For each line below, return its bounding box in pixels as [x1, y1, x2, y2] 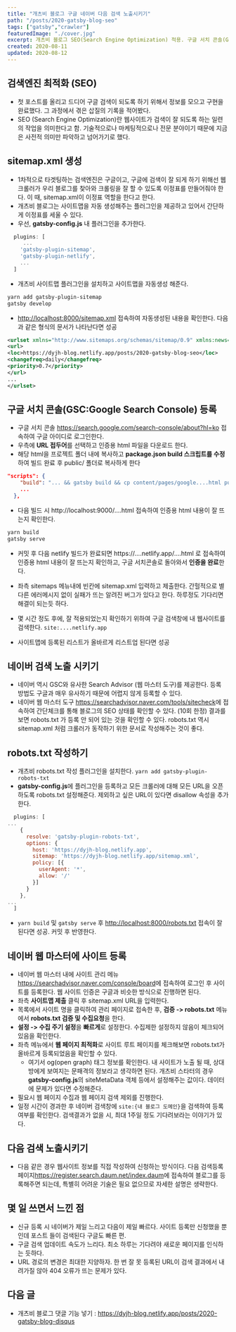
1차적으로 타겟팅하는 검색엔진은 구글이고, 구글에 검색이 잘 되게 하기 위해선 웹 [17, 175, 226, 184]
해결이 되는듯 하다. [17, 599, 69, 607]
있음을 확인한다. [17, 1032, 61, 1040]
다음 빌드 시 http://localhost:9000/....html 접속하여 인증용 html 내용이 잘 [17, 506, 218, 514]
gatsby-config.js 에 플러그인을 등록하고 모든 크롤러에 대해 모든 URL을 [17, 782, 211, 790]
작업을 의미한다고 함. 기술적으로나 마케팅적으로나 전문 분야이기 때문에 [25, 124, 215, 132]
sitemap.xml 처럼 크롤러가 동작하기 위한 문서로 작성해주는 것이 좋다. [17, 724, 204, 732]
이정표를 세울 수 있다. [25, 210, 84, 219]
